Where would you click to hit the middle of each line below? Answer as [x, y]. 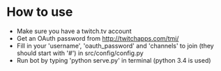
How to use [40, 12]
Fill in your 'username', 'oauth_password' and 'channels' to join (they [115, 45]
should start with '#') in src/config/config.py [80, 53]
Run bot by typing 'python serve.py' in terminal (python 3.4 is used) [114, 60]
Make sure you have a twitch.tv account [74, 31]
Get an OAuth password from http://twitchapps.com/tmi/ [98, 38]
